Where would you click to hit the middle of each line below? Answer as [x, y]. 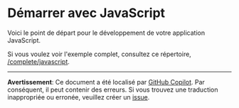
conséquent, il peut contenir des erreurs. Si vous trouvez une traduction [113, 90]
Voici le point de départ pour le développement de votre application [106, 33]
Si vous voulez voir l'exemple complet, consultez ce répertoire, [100, 54]
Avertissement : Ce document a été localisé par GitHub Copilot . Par [106, 82]
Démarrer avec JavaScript [86, 13]
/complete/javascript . [38, 61]
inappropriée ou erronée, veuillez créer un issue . [79, 97]
